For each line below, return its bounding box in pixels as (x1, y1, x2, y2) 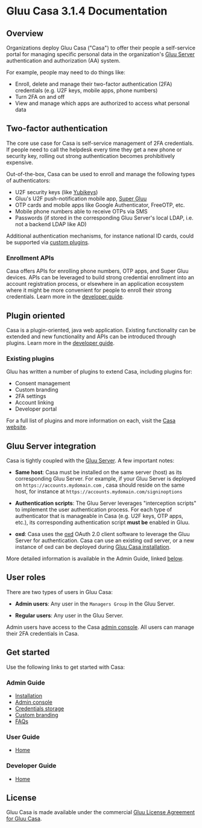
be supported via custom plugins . (6, 238, 90, 245)
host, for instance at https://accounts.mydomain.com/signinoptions (14, 488, 183, 495)
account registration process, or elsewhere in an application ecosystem (6, 280, 184, 288)
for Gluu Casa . (6, 815, 42, 823)
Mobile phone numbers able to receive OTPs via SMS (14, 207, 148, 215)
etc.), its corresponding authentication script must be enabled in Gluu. (14, 519, 190, 526)
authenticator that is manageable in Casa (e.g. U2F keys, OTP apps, (14, 513, 184, 520)
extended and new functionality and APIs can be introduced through (6, 333, 176, 340)
